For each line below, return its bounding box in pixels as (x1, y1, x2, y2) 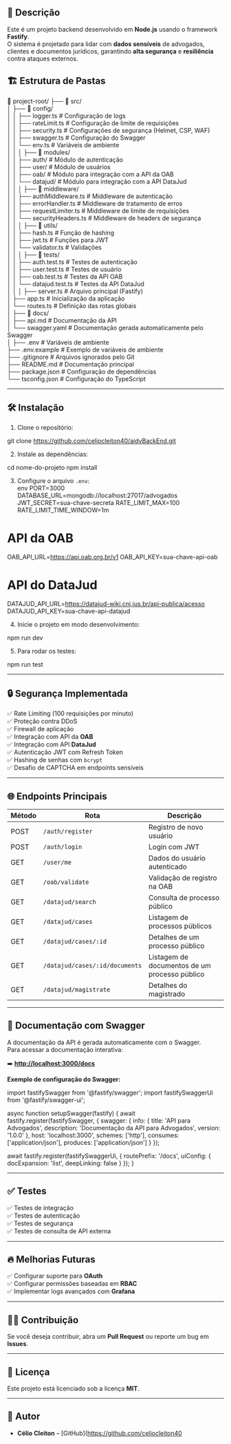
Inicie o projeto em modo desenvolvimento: (16, 621, 140, 629)
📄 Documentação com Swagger (7, 1020, 146, 1032)
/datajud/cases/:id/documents (43, 961, 142, 969)
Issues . (7, 1339, 29, 1348)
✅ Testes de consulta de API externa (7, 1227, 111, 1235)
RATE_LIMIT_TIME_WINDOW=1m (16, 506, 109, 515)
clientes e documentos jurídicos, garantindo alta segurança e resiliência (7, 47, 214, 55)
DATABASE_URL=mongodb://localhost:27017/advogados (16, 491, 178, 499)
